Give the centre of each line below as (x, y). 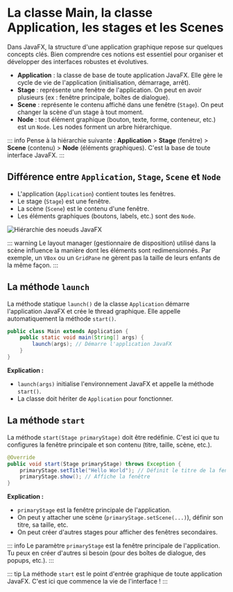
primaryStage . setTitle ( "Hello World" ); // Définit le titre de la (118, 470)
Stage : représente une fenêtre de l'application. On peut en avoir (110, 90)
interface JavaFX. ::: (36, 155)
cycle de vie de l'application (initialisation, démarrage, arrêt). (104, 82)
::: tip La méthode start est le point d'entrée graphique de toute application (115, 574)
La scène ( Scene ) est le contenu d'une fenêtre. (83, 208)
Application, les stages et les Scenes (115, 27)
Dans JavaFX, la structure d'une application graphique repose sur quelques (115, 47)
